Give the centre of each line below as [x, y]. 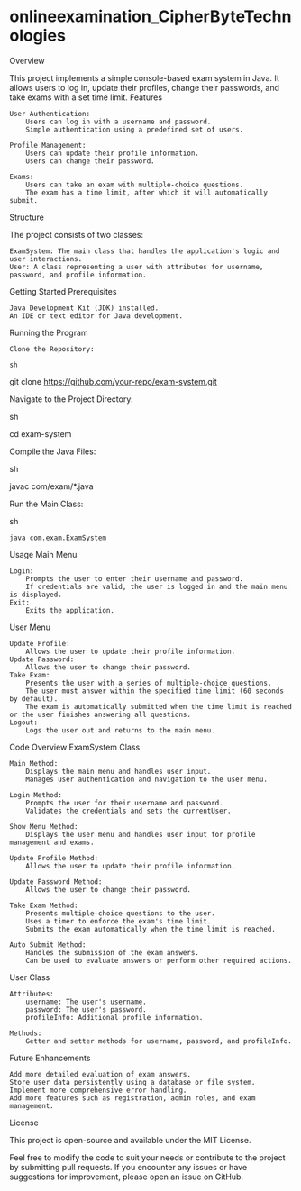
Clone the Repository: [52, 349]
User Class [30, 977]
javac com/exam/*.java [51, 486]
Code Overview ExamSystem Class [75, 747]
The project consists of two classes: [77, 234]
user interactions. [46, 259]
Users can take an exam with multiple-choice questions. [135, 185]
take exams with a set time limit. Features [86, 97]
